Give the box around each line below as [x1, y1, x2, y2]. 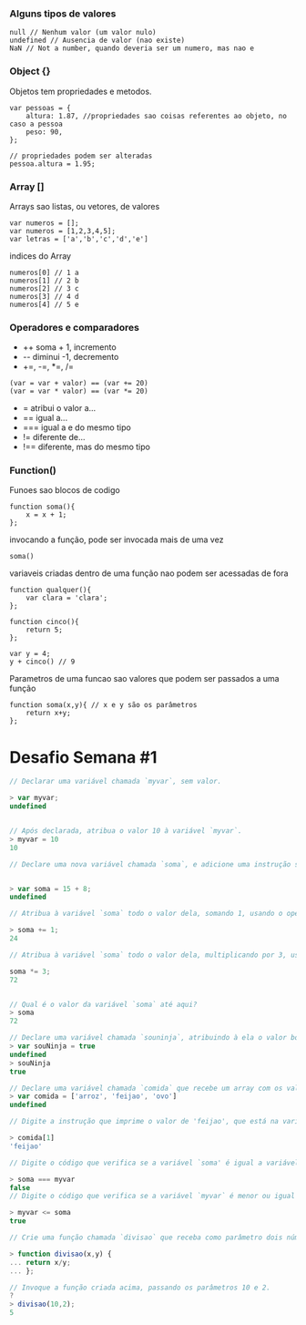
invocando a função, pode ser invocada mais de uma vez [9, 534, 224, 545]
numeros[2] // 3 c [9, 283, 79, 293]
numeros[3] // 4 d [9, 292, 79, 301]
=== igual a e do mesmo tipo [22, 422, 132, 433]
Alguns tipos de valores [9, 7, 117, 20]
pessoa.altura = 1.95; [9, 159, 96, 169]
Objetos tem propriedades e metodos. [9, 86, 152, 97]
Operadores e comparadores [9, 321, 139, 334]
